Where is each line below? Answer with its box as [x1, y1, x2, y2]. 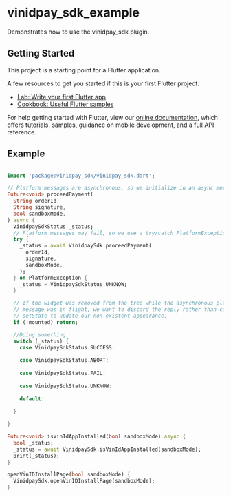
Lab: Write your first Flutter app [16, 92, 107, 101]
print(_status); [13, 452, 60, 459]
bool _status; [13, 439, 54, 446]
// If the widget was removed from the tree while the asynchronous [13, 300, 214, 307]
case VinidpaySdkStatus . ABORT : [19, 357, 109, 364]
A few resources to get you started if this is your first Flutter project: [7, 79, 199, 88]
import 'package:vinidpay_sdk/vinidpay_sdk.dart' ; [7, 172, 155, 179]
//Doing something [13, 331, 67, 338]
